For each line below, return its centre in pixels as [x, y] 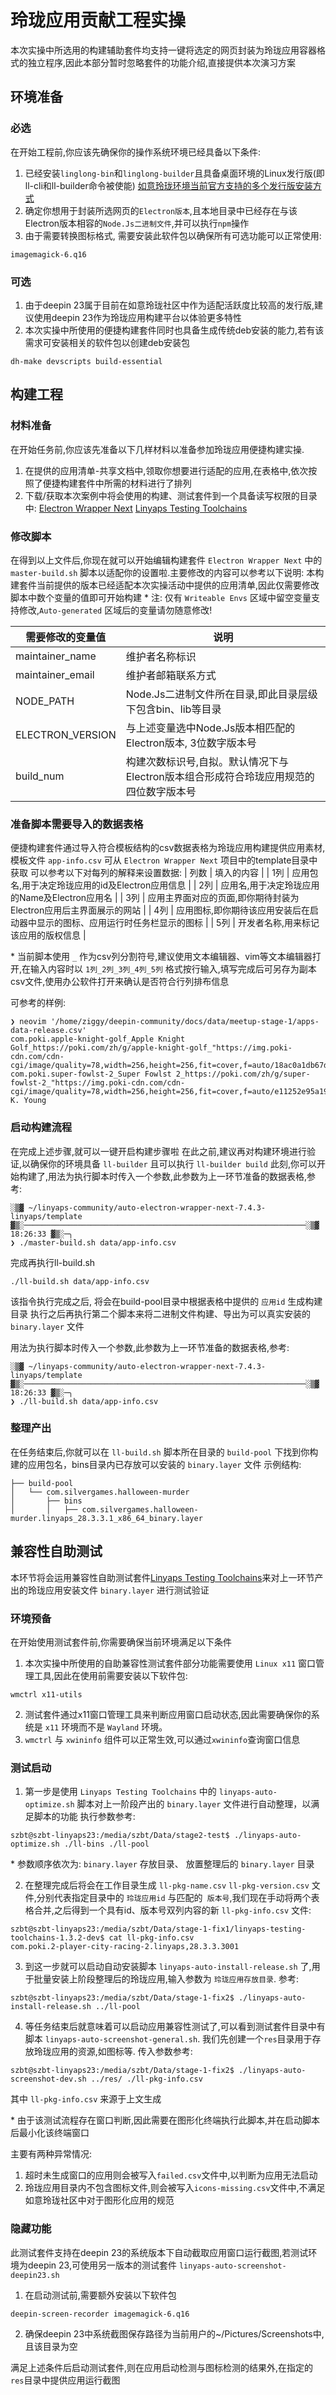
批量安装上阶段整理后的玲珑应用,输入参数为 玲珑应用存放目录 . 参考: [166, 1979]
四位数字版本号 [161, 791]
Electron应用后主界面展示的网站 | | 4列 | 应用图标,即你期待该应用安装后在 [160, 910]
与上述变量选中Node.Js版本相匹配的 [210, 728]
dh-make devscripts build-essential [86, 361]
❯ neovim [28, 1022]
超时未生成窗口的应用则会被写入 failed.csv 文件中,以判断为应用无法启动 [171, 2175]
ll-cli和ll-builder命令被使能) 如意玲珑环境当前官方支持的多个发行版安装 [168, 185]
